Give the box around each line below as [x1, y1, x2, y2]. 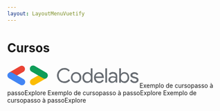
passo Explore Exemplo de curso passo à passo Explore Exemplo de [7, 88, 197, 97]
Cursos [7, 40, 51, 55]
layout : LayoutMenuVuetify [7, 10, 85, 17]
